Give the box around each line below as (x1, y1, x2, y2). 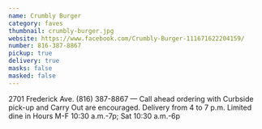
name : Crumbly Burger (8, 11, 82, 20)
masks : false (8, 64, 53, 73)
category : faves (8, 19, 63, 27)
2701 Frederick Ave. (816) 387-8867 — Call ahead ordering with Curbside (8, 94, 254, 103)
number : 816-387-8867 (8, 42, 82, 50)
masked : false (8, 72, 57, 80)
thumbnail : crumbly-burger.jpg (8, 27, 114, 35)
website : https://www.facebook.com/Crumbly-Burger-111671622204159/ (8, 34, 245, 43)
